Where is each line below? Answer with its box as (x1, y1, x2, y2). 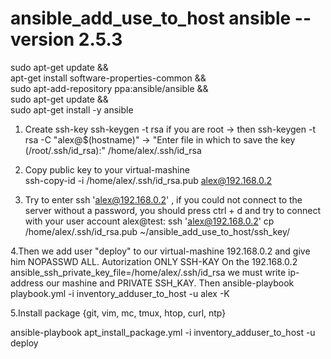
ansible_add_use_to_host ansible (10, 7, 292, 30)
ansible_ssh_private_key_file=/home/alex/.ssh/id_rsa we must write (10, 266, 287, 278)
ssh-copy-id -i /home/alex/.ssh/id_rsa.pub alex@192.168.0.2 (24, 174, 273, 186)
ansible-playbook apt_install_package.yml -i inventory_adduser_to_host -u (10, 326, 316, 338)
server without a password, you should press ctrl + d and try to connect (24, 204, 322, 216)
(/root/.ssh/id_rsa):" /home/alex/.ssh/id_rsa (24, 144, 202, 156)
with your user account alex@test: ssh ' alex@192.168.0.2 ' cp (24, 215, 275, 227)
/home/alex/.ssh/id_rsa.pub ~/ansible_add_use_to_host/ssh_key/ (24, 225, 291, 237)
